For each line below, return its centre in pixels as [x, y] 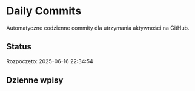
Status [19, 47]
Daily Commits [44, 11]
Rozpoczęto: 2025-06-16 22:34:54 [50, 61]
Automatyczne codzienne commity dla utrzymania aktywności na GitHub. [98, 28]
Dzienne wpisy [35, 80]
